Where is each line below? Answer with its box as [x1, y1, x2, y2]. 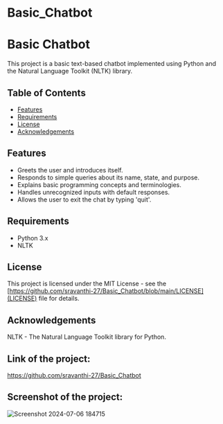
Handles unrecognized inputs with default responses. [17, 188, 170, 196]
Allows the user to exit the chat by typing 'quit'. [17, 195, 152, 204]
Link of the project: [7, 353, 91, 364]
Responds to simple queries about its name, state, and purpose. [17, 173, 199, 182]
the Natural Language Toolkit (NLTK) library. [7, 67, 133, 76]
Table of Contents [7, 87, 87, 98]
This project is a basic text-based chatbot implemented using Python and [7, 60, 217, 68]
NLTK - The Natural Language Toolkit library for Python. [7, 333, 166, 341]
